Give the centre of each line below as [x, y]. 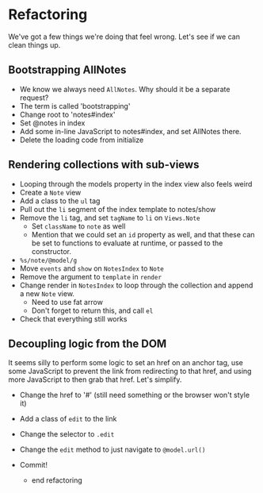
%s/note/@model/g [48, 260]
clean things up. [34, 44]
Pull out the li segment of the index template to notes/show [118, 209]
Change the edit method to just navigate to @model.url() [112, 449]
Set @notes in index [52, 123]
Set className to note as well [78, 226]
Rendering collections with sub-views [104, 165]
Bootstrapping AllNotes [67, 70]
